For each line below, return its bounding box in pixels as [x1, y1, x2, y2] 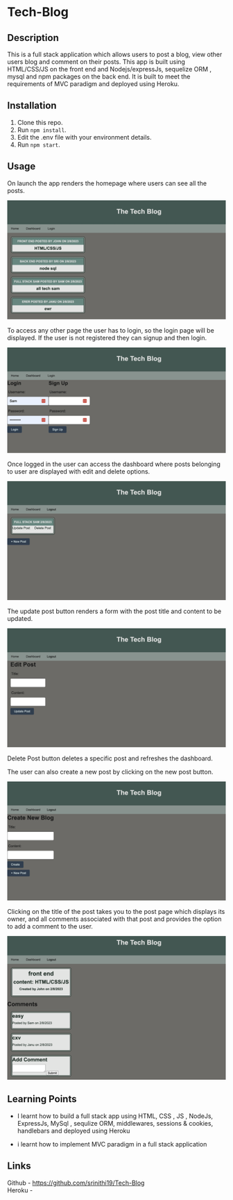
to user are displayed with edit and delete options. [7, 467, 150, 476]
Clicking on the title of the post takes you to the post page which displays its [7, 908, 225, 916]
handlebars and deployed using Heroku [17, 1126, 130, 1135]
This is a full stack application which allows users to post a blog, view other [7, 50, 223, 58]
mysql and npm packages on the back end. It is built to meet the [7, 72, 191, 81]
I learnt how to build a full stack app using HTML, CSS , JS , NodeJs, [17, 1112, 214, 1120]
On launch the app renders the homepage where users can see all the [7, 178, 207, 187]
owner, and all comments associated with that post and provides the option [7, 915, 222, 924]
